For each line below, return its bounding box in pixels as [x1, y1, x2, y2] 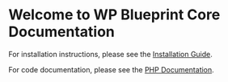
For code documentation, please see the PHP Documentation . [8, 64, 214, 74]
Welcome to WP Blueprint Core [8, 6, 221, 24]
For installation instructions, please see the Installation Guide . [8, 49, 213, 59]
